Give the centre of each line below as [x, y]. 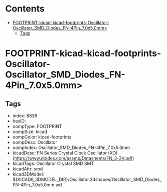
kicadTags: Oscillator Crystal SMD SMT [53, 163]
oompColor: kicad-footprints [42, 137]
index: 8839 [25, 115]
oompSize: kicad [30, 131]
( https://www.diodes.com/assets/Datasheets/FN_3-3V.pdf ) [73, 158]
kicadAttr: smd [28, 168]
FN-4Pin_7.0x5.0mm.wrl [37, 184]
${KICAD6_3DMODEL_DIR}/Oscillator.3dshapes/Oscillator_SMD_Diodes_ [87, 179]
